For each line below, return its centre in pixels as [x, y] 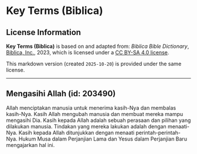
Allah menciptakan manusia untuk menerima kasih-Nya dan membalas [91, 108]
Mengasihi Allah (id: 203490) [61, 94]
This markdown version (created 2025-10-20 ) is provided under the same [94, 64]
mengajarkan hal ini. [30, 145]
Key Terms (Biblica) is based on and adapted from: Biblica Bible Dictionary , [98, 46]
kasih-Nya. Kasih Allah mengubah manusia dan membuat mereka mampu [95, 114]
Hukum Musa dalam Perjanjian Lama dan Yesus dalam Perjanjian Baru [103, 139]
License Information [43, 32]
